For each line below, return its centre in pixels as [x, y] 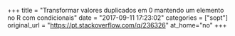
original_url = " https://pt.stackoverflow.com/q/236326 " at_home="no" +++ [117, 25]
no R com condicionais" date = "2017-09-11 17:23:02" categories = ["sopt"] [117, 18]
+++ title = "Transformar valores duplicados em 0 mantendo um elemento [116, 10]
